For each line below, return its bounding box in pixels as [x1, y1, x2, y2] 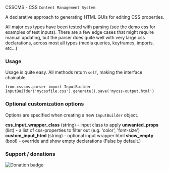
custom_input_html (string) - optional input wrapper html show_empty [5, 132, 154, 138]
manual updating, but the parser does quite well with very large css [5, 35, 145, 40]
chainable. [5, 75, 27, 81]
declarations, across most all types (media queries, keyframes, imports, [5, 40, 154, 46]
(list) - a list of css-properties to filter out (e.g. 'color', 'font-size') [5, 127, 140, 133]
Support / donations [5, 150, 55, 157]
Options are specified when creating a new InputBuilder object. [5, 112, 139, 118]
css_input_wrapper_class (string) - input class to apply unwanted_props [5, 122, 159, 128]
